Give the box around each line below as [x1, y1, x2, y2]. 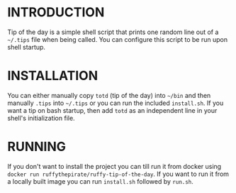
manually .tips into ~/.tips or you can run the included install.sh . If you [7, 99, 224, 107]
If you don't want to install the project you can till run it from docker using [7, 162, 222, 170]
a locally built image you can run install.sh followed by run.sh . [7, 177, 193, 185]
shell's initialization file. [7, 114, 76, 122]
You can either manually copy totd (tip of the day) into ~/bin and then [7, 91, 211, 99]
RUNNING [7, 139, 66, 155]
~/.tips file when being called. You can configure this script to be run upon [7, 35, 228, 43]
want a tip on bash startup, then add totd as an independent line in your [7, 106, 218, 114]
